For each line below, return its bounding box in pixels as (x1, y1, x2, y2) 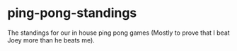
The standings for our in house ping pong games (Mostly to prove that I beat (7, 28, 230, 37)
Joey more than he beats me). (7, 35, 96, 44)
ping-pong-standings (7, 5, 137, 21)
